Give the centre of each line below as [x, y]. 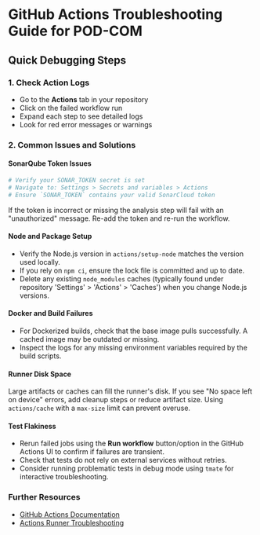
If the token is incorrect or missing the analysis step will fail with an [116, 210]
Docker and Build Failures [51, 313]
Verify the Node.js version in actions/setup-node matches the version [132, 254]
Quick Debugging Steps [67, 60]
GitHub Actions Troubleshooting [116, 15]
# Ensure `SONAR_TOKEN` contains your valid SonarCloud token [112, 195]
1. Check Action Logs [49, 82]
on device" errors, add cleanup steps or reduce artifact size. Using [116, 400]
